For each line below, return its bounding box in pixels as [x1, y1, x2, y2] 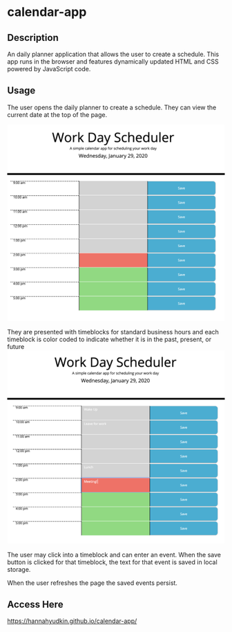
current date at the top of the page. [7, 110, 108, 118]
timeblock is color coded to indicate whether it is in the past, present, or [7, 335, 212, 343]
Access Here [7, 598, 64, 610]
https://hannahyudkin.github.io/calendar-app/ [7, 617, 137, 625]
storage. [7, 565, 31, 573]
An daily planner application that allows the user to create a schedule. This [7, 50, 220, 58]
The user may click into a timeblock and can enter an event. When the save [7, 550, 222, 559]
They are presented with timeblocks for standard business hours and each [7, 328, 220, 336]
